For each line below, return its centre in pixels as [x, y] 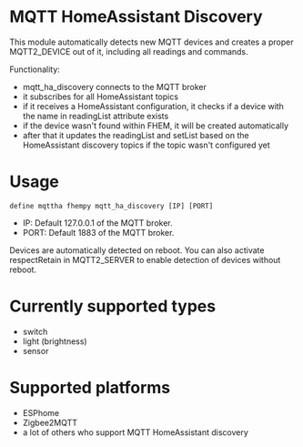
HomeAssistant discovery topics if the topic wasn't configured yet [146, 145]
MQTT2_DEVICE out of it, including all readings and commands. [129, 51]
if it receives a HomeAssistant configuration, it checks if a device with [153, 106]
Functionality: [35, 69]
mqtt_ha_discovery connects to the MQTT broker [115, 86]
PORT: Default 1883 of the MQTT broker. [98, 232]
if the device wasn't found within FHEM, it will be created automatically [156, 126]
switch [35, 331]
